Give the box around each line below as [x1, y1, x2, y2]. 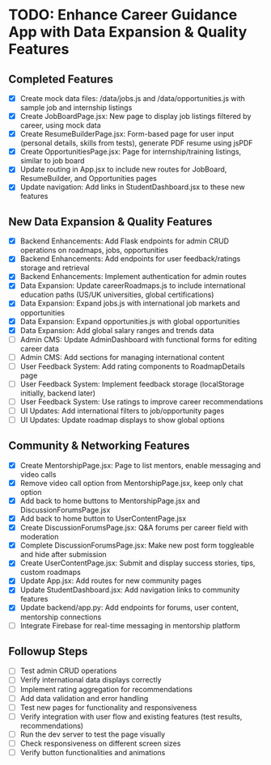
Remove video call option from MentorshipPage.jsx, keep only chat [19, 478, 243, 488]
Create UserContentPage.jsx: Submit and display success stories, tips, [19, 558, 256, 568]
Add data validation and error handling [19, 693, 149, 703]
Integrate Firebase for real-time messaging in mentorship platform [19, 620, 241, 630]
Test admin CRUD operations [19, 666, 117, 676]
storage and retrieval [19, 263, 91, 273]
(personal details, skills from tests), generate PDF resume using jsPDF [19, 138, 253, 148]
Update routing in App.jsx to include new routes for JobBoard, [19, 164, 227, 175]
